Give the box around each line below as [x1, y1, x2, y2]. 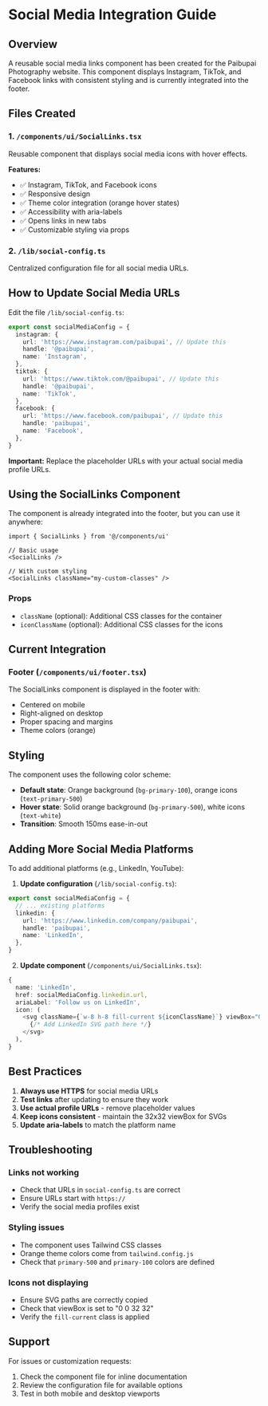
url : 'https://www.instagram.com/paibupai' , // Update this [22, 337, 227, 346]
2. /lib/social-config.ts [8, 245, 106, 256]
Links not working [8, 1167, 80, 1178]
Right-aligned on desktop [19, 708, 104, 719]
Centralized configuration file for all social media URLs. [8, 263, 189, 273]
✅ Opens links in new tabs [19, 215, 107, 225]
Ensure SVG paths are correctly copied [19, 1294, 148, 1305]
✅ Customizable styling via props [19, 225, 130, 234]
